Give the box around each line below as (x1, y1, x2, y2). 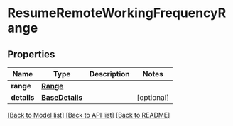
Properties (7, 48, 55, 60)
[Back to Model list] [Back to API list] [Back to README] (7, 111, 170, 119)
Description (89, 69, 130, 79)
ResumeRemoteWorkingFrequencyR (7, 5, 227, 21)
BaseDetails (41, 93, 83, 102)
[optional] (136, 93, 170, 102)
